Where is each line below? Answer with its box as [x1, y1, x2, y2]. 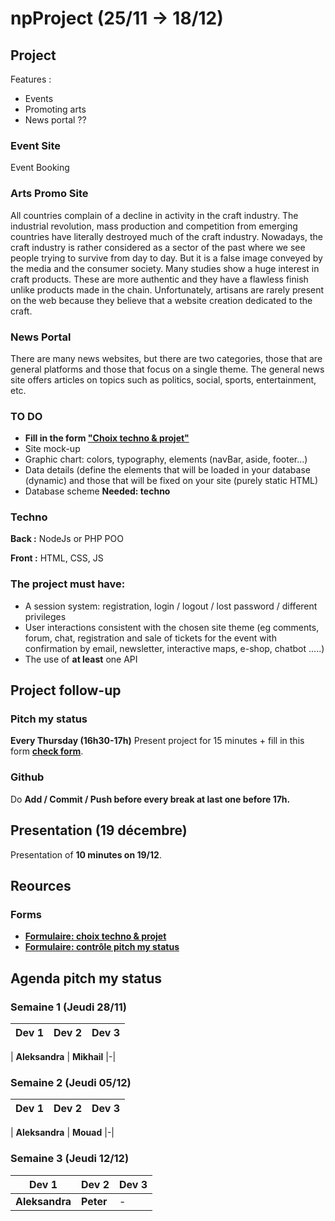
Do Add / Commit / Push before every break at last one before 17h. [10, 793, 291, 805]
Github [10, 770, 45, 784]
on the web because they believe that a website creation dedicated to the [10, 294, 313, 306]
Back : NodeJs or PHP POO [10, 533, 124, 545]
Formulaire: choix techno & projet [24, 930, 167, 942]
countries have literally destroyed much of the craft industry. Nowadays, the [10, 230, 324, 242]
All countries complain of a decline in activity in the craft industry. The [10, 209, 299, 221]
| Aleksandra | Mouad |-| [10, 1127, 115, 1139]
